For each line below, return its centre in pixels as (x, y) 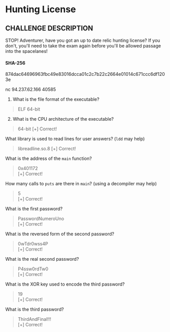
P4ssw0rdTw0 (33, 269)
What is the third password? (35, 310)
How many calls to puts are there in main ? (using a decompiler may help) (81, 184)
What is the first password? (34, 209)
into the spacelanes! (26, 51)
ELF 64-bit (29, 109)
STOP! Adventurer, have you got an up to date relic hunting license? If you (83, 40)
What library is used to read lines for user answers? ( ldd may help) (75, 139)
